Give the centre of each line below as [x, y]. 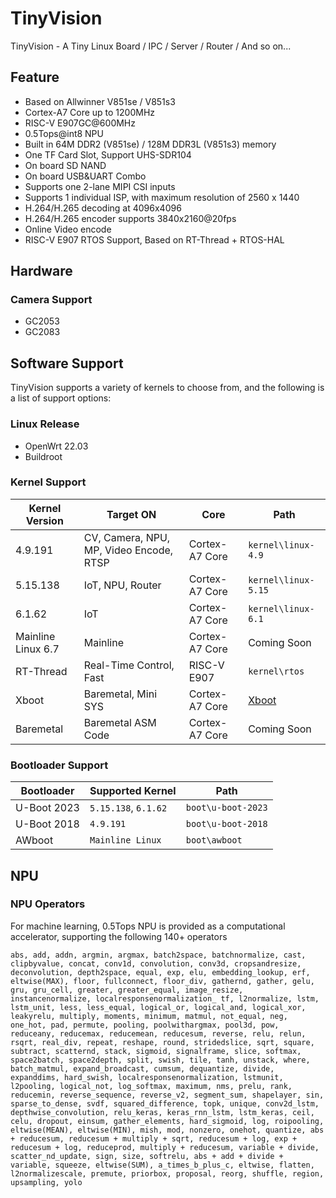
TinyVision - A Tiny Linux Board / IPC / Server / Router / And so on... [151, 46]
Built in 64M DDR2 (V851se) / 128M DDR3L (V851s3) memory [150, 144]
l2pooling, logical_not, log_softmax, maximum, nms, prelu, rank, [151, 1086]
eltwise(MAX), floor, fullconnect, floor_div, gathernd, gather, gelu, [162, 981]
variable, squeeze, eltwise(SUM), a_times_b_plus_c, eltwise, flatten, [162, 1165]
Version [44, 520]
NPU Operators [48, 904]
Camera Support [51, 300]
